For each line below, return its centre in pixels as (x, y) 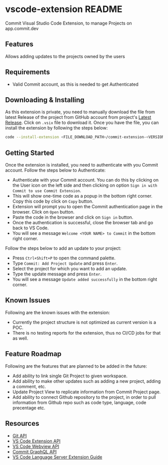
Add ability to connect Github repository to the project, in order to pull (84, 397)
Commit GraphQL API (34, 451)
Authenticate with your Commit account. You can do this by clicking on (85, 180)
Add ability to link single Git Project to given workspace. (70, 376)
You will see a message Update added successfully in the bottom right (85, 279)
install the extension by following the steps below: (56, 128)
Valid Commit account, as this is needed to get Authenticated (75, 84)
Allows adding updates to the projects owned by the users (65, 56)
